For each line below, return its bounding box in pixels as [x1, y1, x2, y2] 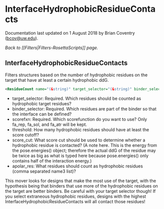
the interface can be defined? [12, 111, 72, 117]
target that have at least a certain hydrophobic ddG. [5, 77, 109, 83]
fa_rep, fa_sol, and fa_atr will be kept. [12, 121, 87, 127]
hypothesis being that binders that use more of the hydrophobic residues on [5, 183, 158, 189]
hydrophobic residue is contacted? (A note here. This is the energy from [12, 142, 157, 148]
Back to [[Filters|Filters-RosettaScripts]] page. [5, 45, 99, 50]
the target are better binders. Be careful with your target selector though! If [5, 188, 156, 194]
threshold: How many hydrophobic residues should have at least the [12, 126, 149, 133]
